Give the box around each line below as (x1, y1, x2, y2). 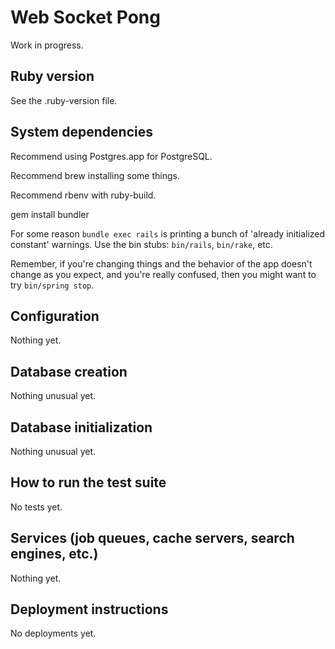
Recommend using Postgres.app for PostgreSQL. (10, 150, 213, 162)
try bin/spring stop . (10, 279, 95, 291)
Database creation (10, 363, 128, 380)
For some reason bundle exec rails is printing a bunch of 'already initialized (10, 227, 326, 240)
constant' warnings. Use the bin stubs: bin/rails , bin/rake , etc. (10, 238, 273, 250)
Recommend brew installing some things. (10, 169, 180, 181)
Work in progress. (10, 39, 84, 51)
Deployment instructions (10, 601, 169, 618)
